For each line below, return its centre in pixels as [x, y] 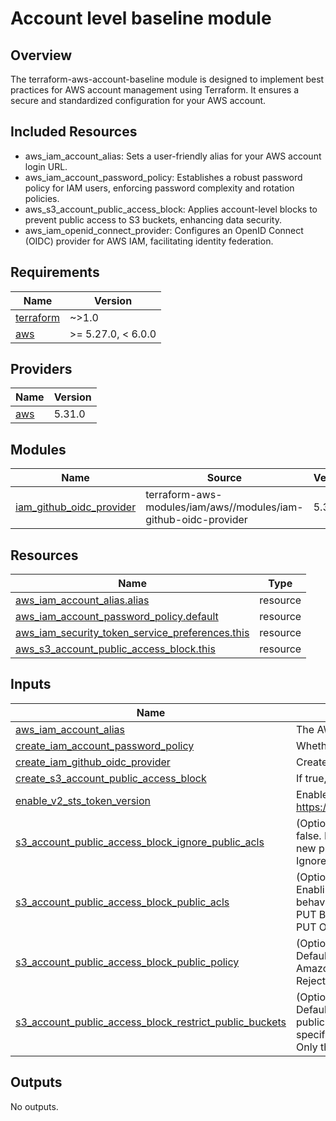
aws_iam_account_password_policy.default [117, 617]
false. [309, 835]
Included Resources [74, 132]
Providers [41, 369]
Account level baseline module [141, 18]
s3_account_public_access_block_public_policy [127, 962]
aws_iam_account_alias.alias [82, 600]
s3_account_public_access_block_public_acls [122, 902]
